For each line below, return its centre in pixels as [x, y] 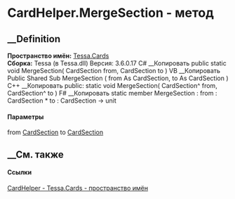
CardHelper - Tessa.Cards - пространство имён [78, 188]
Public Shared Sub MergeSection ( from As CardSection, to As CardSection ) [118, 78]
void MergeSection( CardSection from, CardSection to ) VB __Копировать [114, 71]
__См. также [36, 154]
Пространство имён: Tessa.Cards [58, 56]
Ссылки [20, 172]
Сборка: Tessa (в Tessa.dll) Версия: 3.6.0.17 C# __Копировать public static [117, 63]
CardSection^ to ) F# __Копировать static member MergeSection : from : [112, 93]
